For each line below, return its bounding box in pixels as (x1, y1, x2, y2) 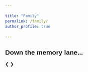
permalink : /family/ (5, 18, 48, 23)
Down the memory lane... (5, 48, 83, 56)
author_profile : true (5, 24, 51, 29)
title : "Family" (5, 13, 39, 18)
